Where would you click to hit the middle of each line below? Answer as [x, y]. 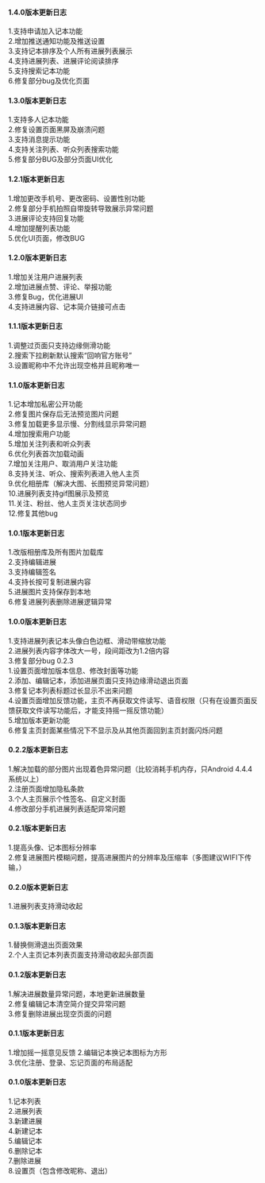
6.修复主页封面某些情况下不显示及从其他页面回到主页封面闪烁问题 [116, 730]
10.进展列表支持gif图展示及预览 [59, 493]
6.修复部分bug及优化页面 [49, 81]
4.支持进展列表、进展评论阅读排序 [63, 61]
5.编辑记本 [25, 1141]
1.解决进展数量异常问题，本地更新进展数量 [77, 994]
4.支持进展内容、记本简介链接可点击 [67, 307]
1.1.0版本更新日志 [36, 385]
